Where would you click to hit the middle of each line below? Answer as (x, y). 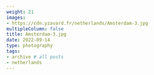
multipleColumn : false (35, 29)
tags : (13, 51)
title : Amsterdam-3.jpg (37, 34)
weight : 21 (20, 12)
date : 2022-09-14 (28, 40)
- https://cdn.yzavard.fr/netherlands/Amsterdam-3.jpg (77, 23)
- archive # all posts (35, 57)
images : (16, 18)
